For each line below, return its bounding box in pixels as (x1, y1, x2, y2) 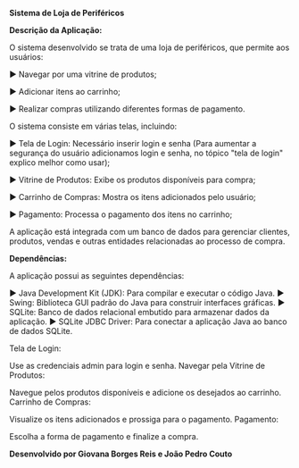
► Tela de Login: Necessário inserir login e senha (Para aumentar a (9, 138, 257, 148)
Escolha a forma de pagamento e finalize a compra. (9, 431, 199, 441)
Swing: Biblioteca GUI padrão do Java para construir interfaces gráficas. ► (9, 297, 286, 307)
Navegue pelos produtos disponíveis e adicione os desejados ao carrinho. (9, 388, 282, 397)
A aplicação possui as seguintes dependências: (9, 271, 185, 280)
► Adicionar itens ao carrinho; (9, 87, 120, 96)
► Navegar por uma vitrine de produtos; (9, 69, 157, 79)
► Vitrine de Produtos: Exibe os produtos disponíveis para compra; (9, 174, 256, 185)
